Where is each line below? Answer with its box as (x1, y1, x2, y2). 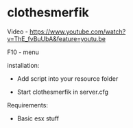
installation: (7, 61, 40, 69)
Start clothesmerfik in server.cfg (16, 88, 108, 96)
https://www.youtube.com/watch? (29, 27, 126, 36)
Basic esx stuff (16, 114, 60, 123)
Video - (7, 27, 29, 36)
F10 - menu (7, 48, 40, 56)
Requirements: (7, 101, 48, 109)
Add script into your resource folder (16, 74, 119, 83)
